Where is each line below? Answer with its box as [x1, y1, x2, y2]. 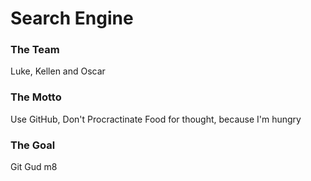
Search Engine [10, 7, 134, 30]
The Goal [10, 138, 56, 152]
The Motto [10, 90, 62, 104]
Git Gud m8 [10, 161, 58, 173]
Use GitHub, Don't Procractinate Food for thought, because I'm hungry [10, 113, 302, 125]
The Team [10, 43, 60, 57]
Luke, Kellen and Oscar [10, 65, 106, 77]
